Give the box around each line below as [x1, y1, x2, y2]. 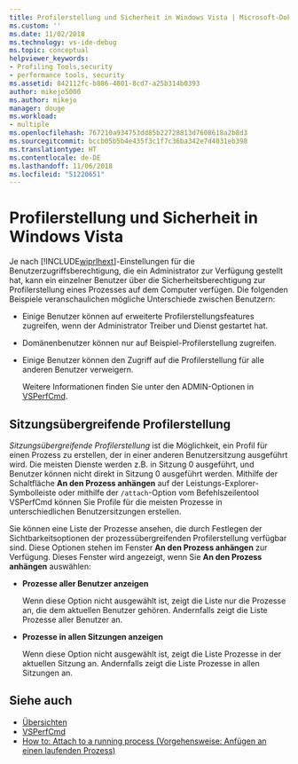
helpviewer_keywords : [9, 54, 90, 63]
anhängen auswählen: [9, 561, 91, 571]
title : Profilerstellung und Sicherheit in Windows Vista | [9, 12, 237, 22]
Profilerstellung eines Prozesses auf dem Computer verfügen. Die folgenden [9, 285, 288, 295]
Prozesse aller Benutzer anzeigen [21, 579, 149, 588]
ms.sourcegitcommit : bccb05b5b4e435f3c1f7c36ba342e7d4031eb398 [9, 137, 248, 146]
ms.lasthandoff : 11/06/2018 [9, 161, 114, 170]
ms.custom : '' [9, 21, 62, 30]
